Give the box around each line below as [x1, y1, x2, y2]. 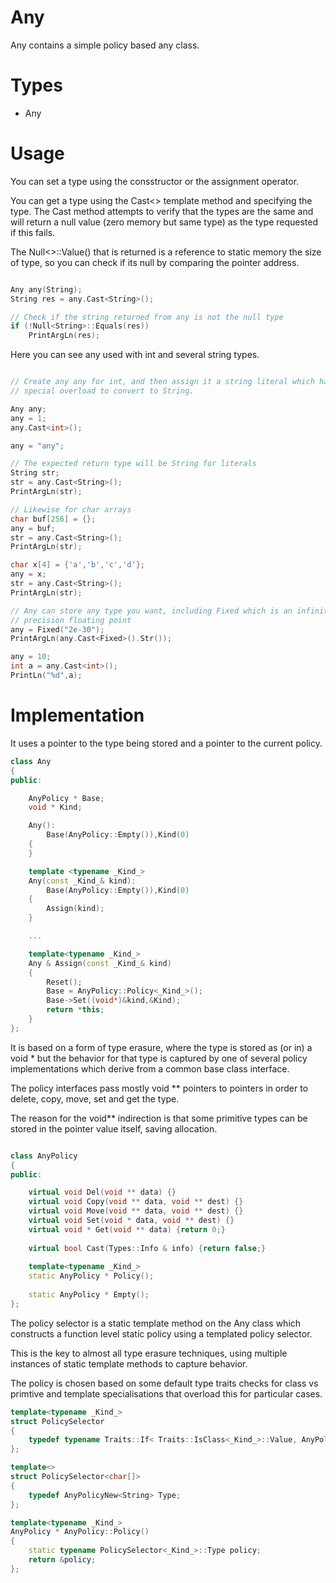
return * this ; [46, 1005, 105, 1015]
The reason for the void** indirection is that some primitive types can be [10, 1112, 308, 1124]
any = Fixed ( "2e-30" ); [10, 624, 105, 635]
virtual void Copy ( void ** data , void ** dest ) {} [28, 1197, 244, 1207]
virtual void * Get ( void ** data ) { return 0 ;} [28, 1224, 226, 1235]
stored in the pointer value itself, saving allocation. [10, 1122, 218, 1135]
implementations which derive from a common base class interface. [10, 1062, 290, 1075]
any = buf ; [10, 523, 56, 533]
